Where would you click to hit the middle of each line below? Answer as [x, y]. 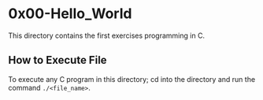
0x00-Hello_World [70, 14]
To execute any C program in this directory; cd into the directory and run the [132, 79]
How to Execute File [58, 60]
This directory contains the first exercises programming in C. [107, 35]
